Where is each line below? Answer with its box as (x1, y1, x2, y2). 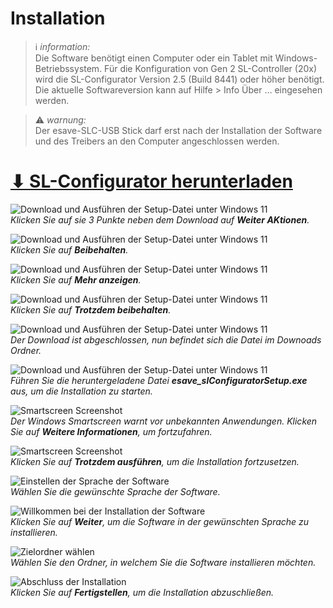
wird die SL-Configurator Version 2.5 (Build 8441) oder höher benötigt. (34, 73, 325, 85)
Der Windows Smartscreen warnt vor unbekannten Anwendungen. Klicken (10, 415, 318, 427)
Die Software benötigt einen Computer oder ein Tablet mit (34, 52, 273, 64)
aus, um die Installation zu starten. (10, 385, 153, 397)
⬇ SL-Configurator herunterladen (10, 170, 293, 193)
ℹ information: (34, 40, 91, 52)
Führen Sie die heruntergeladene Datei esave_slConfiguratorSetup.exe (10, 374, 308, 386)
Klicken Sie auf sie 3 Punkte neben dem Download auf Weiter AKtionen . (10, 213, 310, 226)
